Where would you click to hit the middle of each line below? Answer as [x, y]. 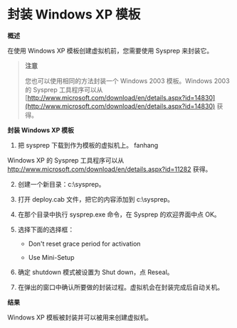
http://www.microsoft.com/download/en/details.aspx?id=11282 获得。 [110, 169]
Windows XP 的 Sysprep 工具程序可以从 [66, 160]
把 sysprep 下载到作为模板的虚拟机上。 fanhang [88, 145]
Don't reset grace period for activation [84, 244]
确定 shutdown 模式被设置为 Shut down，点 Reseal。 [95, 272]
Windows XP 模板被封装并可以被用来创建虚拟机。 [80, 317]
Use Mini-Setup [51, 257]
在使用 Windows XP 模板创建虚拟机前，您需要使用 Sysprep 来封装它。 [110, 50]
